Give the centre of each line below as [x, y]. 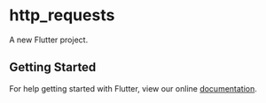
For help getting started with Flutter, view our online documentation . [133, 88]
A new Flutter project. [49, 40]
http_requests [62, 15]
